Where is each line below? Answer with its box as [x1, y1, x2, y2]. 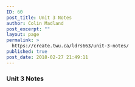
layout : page [6, 32, 40, 38]
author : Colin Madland [6, 20, 64, 26]
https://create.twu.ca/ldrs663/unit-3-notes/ [12, 43, 130, 49]
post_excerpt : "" [6, 26, 50, 32]
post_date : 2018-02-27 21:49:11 [6, 54, 88, 60]
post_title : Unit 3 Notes [6, 15, 72, 21]
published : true [6, 49, 47, 55]
